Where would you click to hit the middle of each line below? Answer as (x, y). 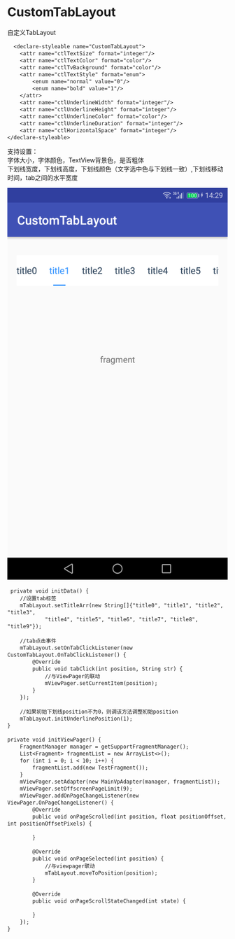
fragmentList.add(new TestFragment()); (91, 768)
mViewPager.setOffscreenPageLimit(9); (76, 789)
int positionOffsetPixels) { (50, 824)
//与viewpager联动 (70, 866)
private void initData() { (50, 591)
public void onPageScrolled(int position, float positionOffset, (130, 817)
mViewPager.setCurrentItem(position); (101, 683)
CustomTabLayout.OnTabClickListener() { (67, 655)
